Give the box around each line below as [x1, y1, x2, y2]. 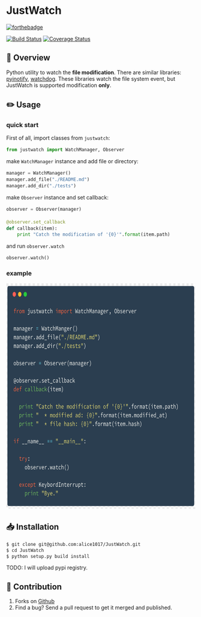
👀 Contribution [6, 581, 62, 592]
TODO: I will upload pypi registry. [6, 564, 88, 571]
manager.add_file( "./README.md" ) [6, 177, 90, 183]
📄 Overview [6, 52, 50, 63]
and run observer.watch [6, 242, 65, 250]
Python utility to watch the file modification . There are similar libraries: [6, 69, 182, 76]
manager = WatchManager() [6, 170, 71, 177]
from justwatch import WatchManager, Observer [6, 147, 125, 153]
